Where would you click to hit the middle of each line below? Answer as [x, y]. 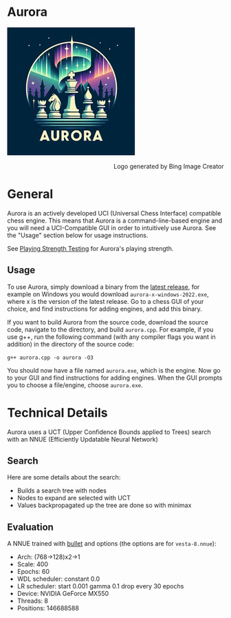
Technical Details [57, 412]
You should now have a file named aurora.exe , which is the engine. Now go [114, 370]
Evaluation [30, 527]
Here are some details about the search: [64, 477]
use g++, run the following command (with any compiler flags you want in [112, 337]
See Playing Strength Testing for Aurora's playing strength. [90, 248]
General [30, 194]
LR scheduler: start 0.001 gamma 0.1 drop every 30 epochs [100, 586]
